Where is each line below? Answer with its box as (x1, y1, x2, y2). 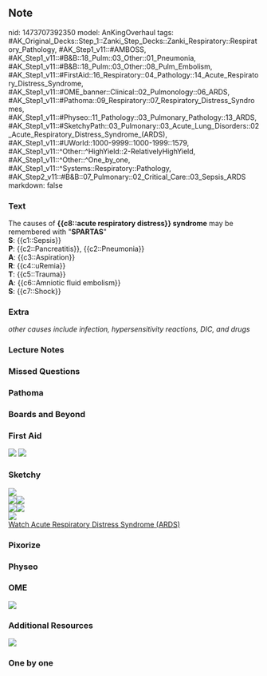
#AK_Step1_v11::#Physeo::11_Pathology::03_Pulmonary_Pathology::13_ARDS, (8, 112, 257, 122)
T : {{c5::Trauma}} (8, 269, 66, 279)
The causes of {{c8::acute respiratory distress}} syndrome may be (8, 219, 234, 229)
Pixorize (8, 539, 41, 551)
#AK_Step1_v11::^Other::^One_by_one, (8, 155, 131, 165)
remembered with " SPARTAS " (8, 227, 108, 237)
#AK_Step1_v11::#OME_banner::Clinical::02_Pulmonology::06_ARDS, (8, 87, 230, 97)
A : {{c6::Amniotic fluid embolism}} (8, 278, 121, 288)
